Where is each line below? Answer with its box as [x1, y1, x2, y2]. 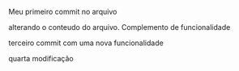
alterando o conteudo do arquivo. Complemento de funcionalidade [8, 23, 231, 31]
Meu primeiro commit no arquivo [8, 7, 117, 16]
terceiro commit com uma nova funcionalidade [8, 38, 164, 48]
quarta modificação [8, 54, 75, 63]
